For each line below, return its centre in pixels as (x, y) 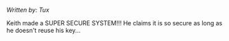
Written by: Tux (28, 10)
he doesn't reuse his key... (44, 30)
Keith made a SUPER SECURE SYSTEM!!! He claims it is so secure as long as (114, 23)
